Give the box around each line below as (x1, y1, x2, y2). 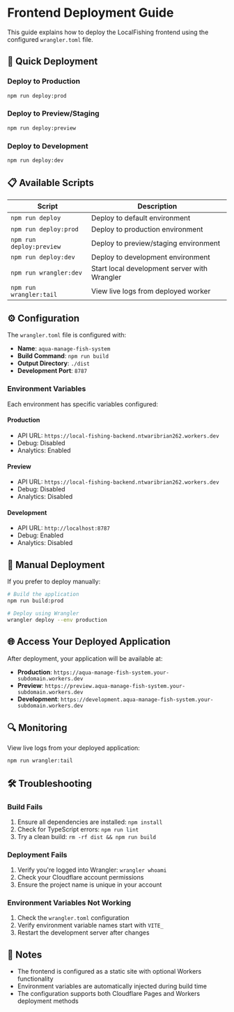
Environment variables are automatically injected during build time (17, 982, 208, 990)
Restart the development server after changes (17, 928, 150, 937)
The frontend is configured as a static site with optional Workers (17, 967, 202, 976)
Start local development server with (91, 263, 208, 273)
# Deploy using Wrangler (7, 610, 79, 617)
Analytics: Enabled (17, 446, 71, 454)
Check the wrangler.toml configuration (17, 914, 130, 922)
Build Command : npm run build (17, 352, 109, 360)
